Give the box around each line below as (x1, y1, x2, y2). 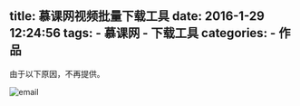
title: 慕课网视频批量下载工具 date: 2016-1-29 (9, 8, 265, 24)
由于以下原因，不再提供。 (9, 68, 105, 79)
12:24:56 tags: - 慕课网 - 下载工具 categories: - (9, 25, 276, 41)
